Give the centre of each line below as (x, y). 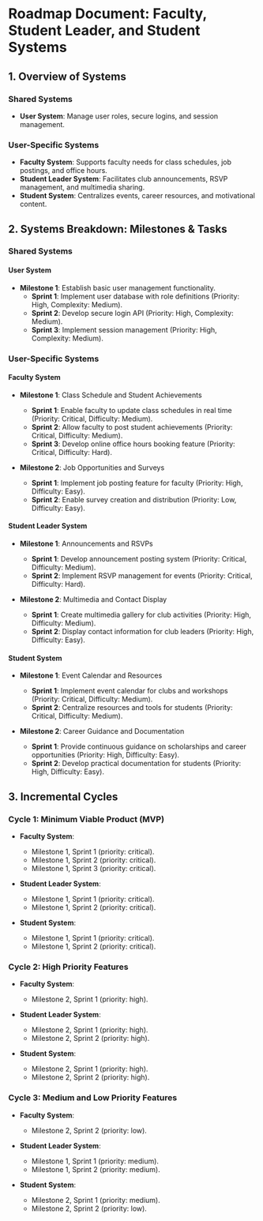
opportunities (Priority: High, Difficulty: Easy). (105, 755)
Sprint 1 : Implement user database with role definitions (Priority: (135, 296)
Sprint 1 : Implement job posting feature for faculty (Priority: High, (137, 483)
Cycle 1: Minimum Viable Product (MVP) (86, 819)
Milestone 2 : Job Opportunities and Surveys (92, 468)
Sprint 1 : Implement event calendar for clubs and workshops (130, 691)
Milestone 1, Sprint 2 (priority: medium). (96, 1169)
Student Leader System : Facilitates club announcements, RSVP (124, 179)
